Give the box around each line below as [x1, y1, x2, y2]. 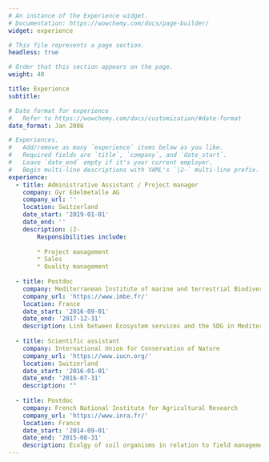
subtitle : [8, 92, 42, 100]
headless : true [8, 49, 59, 57]
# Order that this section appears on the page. [8, 63, 174, 71]
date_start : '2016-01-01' [22, 367, 110, 375]
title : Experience [8, 85, 70, 93]
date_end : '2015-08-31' [22, 434, 102, 442]
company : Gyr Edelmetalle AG [22, 188, 120, 196]
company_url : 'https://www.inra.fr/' [22, 412, 149, 420]
